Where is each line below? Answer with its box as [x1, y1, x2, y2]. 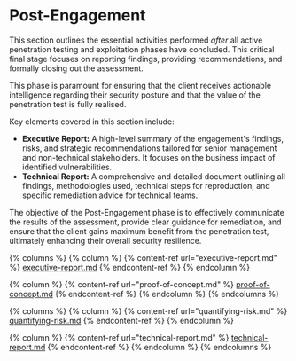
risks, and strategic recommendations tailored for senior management [21, 143, 277, 153]
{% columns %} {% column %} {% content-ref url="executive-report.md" [9, 252, 277, 263]
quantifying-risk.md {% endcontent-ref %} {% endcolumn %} [9, 315, 235, 326]
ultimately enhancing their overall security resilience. [9, 235, 202, 246]
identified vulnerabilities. [21, 161, 113, 172]
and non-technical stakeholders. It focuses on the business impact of [21, 152, 277, 162]
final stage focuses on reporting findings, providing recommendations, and [9, 53, 283, 64]
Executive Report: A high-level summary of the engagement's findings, [21, 133, 284, 144]
